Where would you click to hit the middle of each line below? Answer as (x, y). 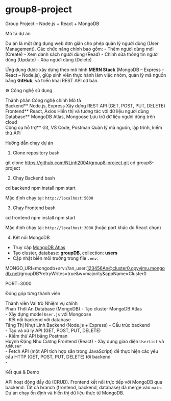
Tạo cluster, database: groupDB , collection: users (65, 253)
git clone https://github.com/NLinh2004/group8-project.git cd (70, 163)
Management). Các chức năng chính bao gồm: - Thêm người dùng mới (80, 49)
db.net (12, 273)
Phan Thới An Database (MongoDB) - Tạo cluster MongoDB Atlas (74, 308)
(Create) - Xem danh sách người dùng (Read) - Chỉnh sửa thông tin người (82, 54)
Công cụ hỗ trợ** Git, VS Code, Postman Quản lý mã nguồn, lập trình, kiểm (84, 127)
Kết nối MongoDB (31, 237)
